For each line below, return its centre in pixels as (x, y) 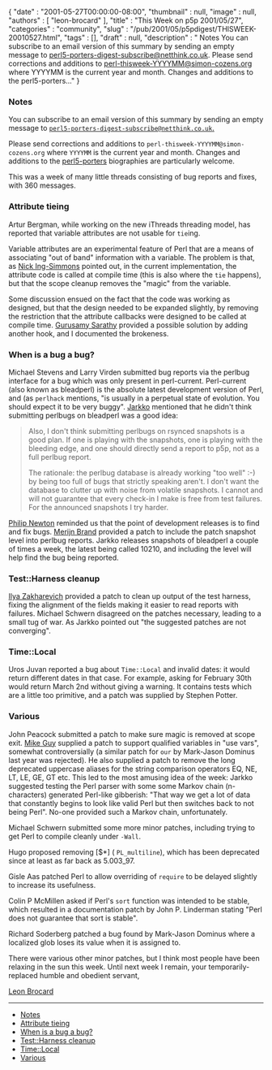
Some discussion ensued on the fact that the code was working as (119, 299)
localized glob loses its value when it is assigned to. (95, 942)
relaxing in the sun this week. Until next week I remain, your (108, 967)
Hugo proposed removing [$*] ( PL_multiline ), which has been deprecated (134, 851)
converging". (30, 631)
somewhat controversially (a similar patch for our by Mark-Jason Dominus (132, 752)
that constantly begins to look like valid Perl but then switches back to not (132, 803)
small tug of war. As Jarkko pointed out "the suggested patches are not (127, 622)
